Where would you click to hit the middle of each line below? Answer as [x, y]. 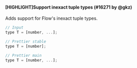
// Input [14, 28]
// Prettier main [24, 55]
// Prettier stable [26, 41]
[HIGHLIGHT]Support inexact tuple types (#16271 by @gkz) [69, 7]
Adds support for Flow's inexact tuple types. [51, 18]
